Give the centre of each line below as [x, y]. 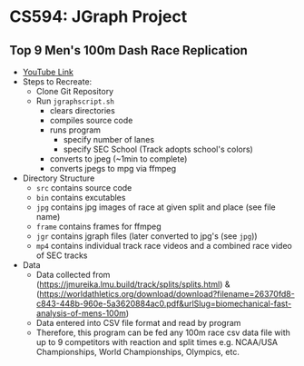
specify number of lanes [109, 139]
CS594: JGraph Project [98, 17]
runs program [75, 130]
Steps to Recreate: [57, 82]
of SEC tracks [62, 255]
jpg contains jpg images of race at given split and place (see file [156, 207]
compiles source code [91, 120]
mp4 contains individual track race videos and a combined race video [164, 246]
